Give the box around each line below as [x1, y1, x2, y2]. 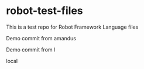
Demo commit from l [6, 46, 56, 53]
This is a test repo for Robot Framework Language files [6, 23, 139, 30]
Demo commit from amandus [6, 34, 77, 42]
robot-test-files [6, 4, 83, 18]
